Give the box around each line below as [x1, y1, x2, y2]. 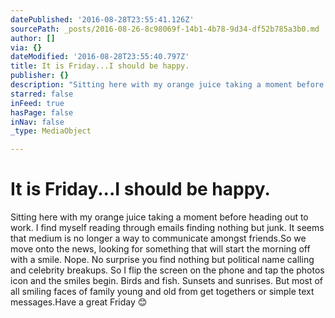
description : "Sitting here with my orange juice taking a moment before [10, 80, 325, 90]
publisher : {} [10, 71, 70, 81]
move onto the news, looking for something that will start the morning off [10, 243, 311, 255]
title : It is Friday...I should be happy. [10, 61, 190, 71]
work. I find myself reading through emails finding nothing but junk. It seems [10, 222, 325, 234]
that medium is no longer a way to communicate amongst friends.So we [10, 232, 307, 245]
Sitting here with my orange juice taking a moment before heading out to [10, 211, 309, 223]
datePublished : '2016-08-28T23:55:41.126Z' [10, 14, 195, 25]
